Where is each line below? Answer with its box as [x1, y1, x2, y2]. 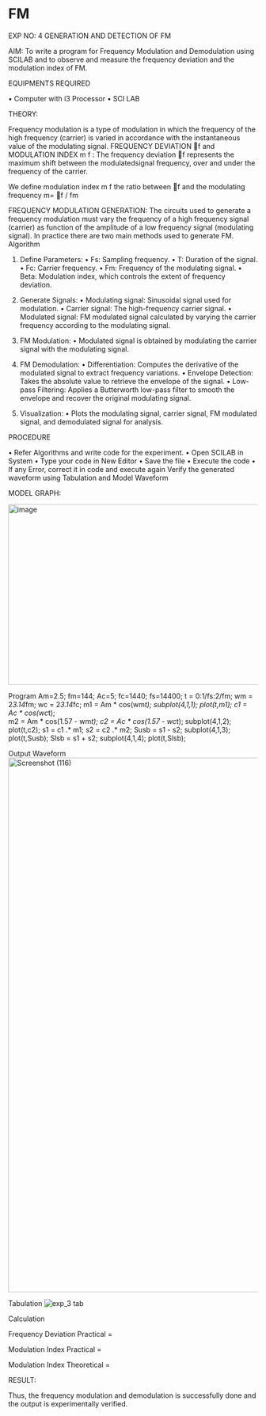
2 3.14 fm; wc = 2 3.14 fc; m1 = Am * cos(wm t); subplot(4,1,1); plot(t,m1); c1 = [8, 699, 248, 709]
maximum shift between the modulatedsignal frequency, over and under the [8, 158, 256, 167]
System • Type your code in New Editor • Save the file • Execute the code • [8, 456, 256, 466]
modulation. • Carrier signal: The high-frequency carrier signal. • [19, 303, 232, 313]
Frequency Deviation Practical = [8, 1329, 113, 1338]
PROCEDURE [8, 432, 51, 442]
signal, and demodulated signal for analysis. [19, 417, 164, 426]
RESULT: [8, 1375, 36, 1384]
